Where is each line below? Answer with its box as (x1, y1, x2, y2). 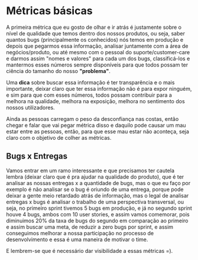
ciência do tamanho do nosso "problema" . (6, 67, 111, 74)
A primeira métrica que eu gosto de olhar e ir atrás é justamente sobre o (6, 24, 182, 31)
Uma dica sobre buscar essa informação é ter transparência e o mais (6, 78, 175, 86)
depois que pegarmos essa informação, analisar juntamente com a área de (6, 42, 189, 50)
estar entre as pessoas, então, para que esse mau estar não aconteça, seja (6, 128, 189, 135)
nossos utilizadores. (6, 104, 55, 111)
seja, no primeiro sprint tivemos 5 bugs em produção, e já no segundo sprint (6, 205, 192, 212)
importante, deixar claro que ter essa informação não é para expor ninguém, (6, 85, 192, 92)
